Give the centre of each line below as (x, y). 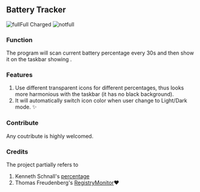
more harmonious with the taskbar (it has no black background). (94, 94)
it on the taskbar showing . (39, 59)
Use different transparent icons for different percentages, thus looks (99, 88)
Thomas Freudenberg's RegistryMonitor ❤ (67, 183)
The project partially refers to (42, 165)
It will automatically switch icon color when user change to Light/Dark (101, 101)
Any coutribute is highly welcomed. (50, 136)
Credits (17, 151)
